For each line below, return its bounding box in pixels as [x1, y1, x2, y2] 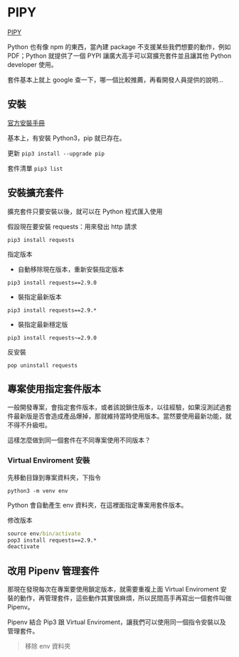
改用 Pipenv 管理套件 [7, 564, 100, 577]
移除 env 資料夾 [24, 642, 71, 651]
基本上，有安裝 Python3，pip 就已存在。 [7, 133, 126, 142]
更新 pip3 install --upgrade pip [7, 149, 105, 157]
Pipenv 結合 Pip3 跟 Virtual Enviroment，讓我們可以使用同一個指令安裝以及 [7, 618, 226, 626]
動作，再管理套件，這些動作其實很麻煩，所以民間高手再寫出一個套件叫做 [19, 594, 232, 602]
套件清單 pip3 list [7, 164, 63, 172]
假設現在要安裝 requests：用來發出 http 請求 [7, 222, 137, 231]
